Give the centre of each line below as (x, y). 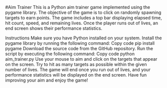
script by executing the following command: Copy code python (70, 54)
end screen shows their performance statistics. (54, 28)
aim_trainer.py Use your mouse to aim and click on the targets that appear (81, 59)
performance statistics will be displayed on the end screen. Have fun (76, 75)
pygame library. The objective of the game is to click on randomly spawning (83, 12)
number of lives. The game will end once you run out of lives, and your (78, 70)
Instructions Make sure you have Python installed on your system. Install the (83, 38)
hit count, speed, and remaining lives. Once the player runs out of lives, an (82, 23)
